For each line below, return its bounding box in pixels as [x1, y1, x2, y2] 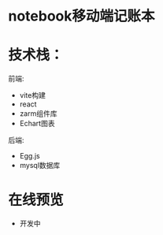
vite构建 [19, 91, 46, 100]
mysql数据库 [19, 161, 61, 170]
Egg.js [19, 151, 41, 161]
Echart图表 [19, 119, 55, 129]
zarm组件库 [19, 109, 57, 118]
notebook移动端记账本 [8, 7, 155, 25]
